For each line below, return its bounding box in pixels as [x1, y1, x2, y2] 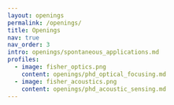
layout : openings [7, 11, 65, 20]
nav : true [7, 33, 40, 42]
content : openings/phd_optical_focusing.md [21, 70, 167, 78]
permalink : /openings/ [7, 19, 82, 27]
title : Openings [7, 26, 61, 34]
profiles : [7, 56, 40, 64]
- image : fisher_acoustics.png [14, 77, 117, 85]
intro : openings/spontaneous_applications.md [7, 48, 159, 56]
